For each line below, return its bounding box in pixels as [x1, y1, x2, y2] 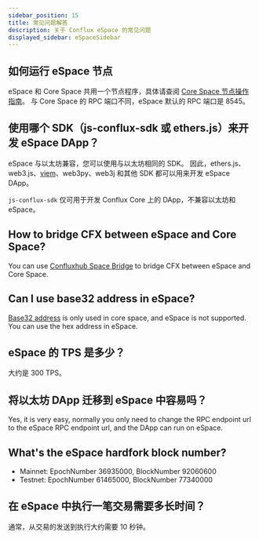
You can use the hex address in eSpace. [8, 321, 139, 330]
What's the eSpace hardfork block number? [8, 446, 227, 459]
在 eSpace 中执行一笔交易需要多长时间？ [8, 500, 206, 513]
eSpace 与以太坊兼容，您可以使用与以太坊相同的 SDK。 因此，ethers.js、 [8, 158, 246, 168]
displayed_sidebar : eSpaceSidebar [8, 33, 122, 42]
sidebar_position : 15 [8, 11, 79, 20]
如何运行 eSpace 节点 [8, 64, 113, 78]
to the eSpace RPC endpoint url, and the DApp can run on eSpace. [8, 423, 224, 432]
